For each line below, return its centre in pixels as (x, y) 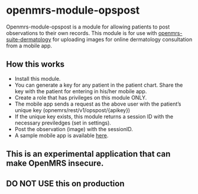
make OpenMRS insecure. (55, 163)
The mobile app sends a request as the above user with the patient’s (98, 104)
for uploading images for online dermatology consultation (122, 39)
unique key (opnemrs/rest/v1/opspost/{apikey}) (72, 110)
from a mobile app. (29, 46)
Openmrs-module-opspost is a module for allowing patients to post (88, 27)
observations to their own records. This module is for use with (82, 33)
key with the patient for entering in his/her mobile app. (81, 91)
